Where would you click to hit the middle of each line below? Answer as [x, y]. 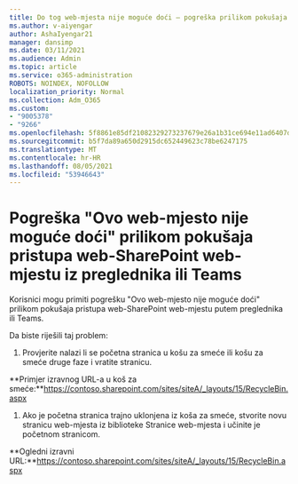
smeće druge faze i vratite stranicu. [87, 362]
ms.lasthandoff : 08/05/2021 [61, 166]
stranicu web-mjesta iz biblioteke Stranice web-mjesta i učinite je [141, 425]
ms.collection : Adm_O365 [55, 100]
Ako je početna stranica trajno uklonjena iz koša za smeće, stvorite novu [154, 416]
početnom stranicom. [61, 434]
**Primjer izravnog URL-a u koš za [73, 379]
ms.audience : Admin [45, 59]
